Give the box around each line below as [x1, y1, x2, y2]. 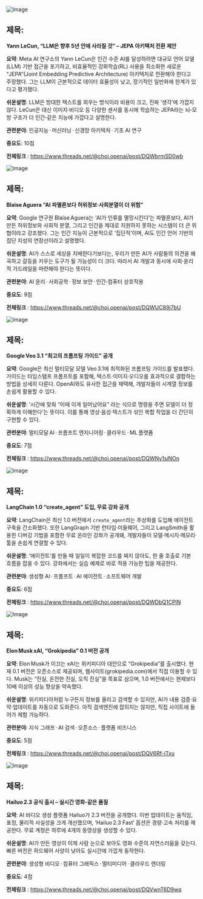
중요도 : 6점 [6, 586, 33, 593]
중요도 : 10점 [6, 139, 35, 147]
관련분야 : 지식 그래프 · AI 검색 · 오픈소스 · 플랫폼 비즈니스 [6, 724, 137, 731]
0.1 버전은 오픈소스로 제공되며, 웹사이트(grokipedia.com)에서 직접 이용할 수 [12, 668, 191, 675]
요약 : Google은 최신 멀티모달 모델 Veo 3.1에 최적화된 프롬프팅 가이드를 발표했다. [6, 365, 195, 372]
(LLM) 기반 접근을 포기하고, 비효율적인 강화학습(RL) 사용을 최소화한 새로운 [6, 63, 182, 70]
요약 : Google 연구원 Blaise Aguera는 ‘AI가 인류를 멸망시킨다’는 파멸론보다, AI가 [6, 213, 194, 221]
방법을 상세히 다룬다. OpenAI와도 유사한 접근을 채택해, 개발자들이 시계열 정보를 [6, 380, 193, 387]
